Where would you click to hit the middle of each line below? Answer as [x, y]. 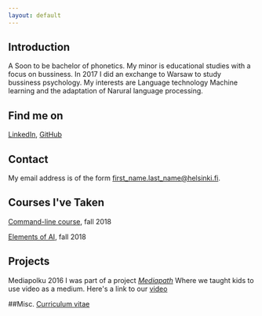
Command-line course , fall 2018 [60, 221]
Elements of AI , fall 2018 [47, 237]
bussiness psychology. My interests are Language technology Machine [123, 82]
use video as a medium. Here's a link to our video [88, 289]
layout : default [35, 15]
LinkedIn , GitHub [35, 135]
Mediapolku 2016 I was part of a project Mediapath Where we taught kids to [131, 280]
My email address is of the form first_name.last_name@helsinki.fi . [115, 178]
